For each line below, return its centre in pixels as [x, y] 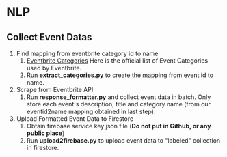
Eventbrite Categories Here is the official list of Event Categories [117, 61]
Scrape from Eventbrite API [55, 90]
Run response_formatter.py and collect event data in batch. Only [119, 97]
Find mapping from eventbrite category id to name [87, 53]
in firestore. [43, 148]
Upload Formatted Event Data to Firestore [75, 119]
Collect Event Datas [49, 37]
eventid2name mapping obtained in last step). [91, 111]
